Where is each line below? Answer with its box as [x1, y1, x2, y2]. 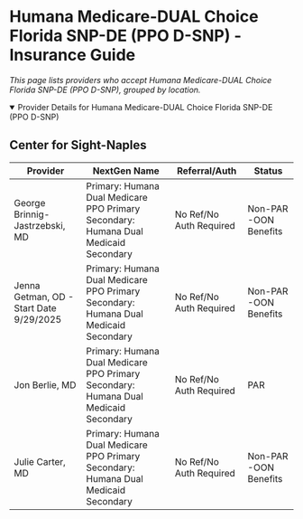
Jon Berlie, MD [14, 378, 77, 391]
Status [253, 165, 283, 177]
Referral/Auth [177, 165, 237, 177]
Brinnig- [14, 208, 50, 221]
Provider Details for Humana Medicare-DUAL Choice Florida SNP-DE [17, 101, 273, 112]
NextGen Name [92, 165, 160, 177]
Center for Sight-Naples [9, 137, 147, 153]
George [14, 196, 46, 209]
